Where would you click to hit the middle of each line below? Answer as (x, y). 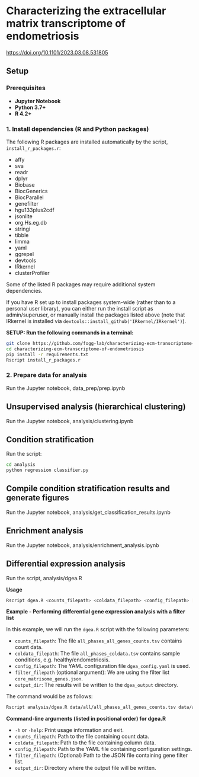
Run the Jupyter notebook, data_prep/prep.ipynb (66, 388)
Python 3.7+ (30, 107)
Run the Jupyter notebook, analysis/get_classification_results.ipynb (88, 512)
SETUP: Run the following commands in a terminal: (70, 332)
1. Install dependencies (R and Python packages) (78, 129)
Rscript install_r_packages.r (44, 360)
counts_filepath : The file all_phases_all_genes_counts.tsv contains (98, 641)
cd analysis (21, 465)
